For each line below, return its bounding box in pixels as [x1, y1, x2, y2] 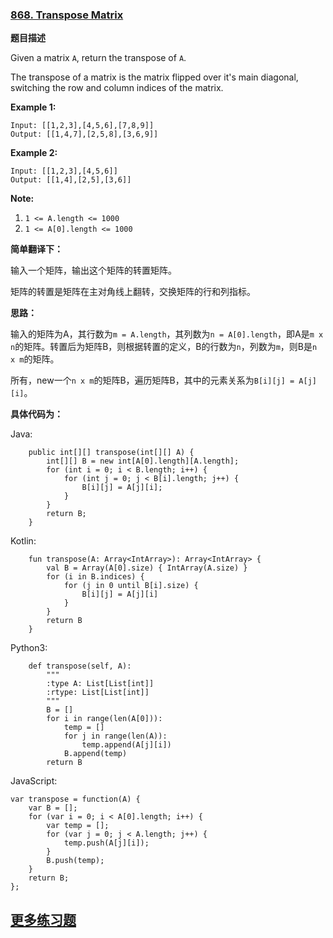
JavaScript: [10, 775, 58, 787]
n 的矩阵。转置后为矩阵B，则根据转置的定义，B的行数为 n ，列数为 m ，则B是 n [10, 341, 318, 353]
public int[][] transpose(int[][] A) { [28, 448, 195, 458]
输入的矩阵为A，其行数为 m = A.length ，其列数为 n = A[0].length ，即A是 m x [10, 328, 324, 340]
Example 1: [10, 101, 57, 113]
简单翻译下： [10, 243, 63, 255]
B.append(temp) [63, 749, 128, 759]
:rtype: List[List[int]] [46, 688, 150, 698]
